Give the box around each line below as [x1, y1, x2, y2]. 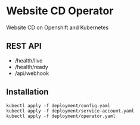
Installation [6, 87, 49, 97]
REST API [6, 41, 42, 51]
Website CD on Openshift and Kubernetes [6, 24, 109, 31]
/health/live [14, 57, 43, 64]
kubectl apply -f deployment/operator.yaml [6, 113, 116, 119]
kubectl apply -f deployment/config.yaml [6, 102, 111, 108]
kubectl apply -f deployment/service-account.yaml [6, 108, 135, 114]
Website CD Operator [6, 4, 114, 18]
